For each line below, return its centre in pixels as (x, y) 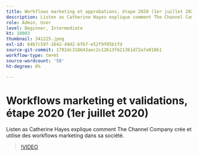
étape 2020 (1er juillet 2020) (77, 113)
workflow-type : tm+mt (33, 55)
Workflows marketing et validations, (97, 100)
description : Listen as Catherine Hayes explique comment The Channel (95, 17)
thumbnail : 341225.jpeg (35, 39)
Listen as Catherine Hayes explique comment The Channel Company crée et (99, 130)
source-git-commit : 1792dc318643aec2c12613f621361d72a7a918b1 (84, 50)
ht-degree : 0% (24, 66)
